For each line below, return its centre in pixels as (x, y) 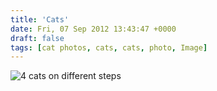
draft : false (37, 38)
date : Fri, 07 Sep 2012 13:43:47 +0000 (93, 29)
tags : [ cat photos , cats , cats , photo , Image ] (109, 47)
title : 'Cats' (40, 19)
